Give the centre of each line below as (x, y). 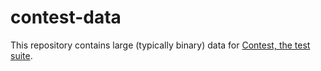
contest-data (66, 17)
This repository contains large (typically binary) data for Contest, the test (160, 45)
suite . (21, 55)
